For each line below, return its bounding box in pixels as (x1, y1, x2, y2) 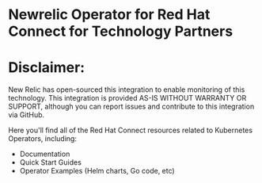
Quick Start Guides (19, 158, 82, 167)
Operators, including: (8, 134, 78, 143)
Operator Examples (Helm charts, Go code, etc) (19, 166, 176, 176)
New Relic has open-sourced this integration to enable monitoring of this (8, 85, 245, 94)
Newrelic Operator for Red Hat (8, 6, 211, 24)
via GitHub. (8, 110, 45, 120)
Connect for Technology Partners (8, 22, 234, 40)
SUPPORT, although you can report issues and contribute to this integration (8, 101, 255, 112)
